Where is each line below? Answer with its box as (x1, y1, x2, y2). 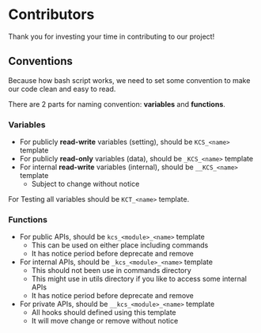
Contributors (8, 6, 95, 24)
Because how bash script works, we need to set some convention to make (8, 75, 251, 85)
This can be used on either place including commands (31, 240, 209, 250)
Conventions (8, 55, 74, 68)
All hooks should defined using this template (31, 308, 176, 317)
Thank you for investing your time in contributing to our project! (8, 32, 215, 41)
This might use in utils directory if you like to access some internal (31, 274, 248, 284)
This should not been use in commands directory (31, 266, 191, 275)
